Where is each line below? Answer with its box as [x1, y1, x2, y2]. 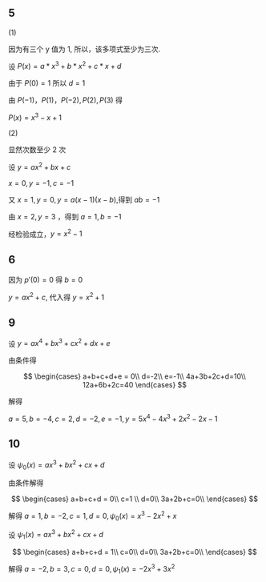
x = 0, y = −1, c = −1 [8, 178, 75, 187]
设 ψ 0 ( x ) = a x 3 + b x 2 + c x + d [8, 458, 105, 472]
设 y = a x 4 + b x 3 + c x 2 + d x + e [8, 337, 111, 348]
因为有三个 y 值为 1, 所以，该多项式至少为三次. [8, 44, 161, 54]
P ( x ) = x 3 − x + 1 [8, 111, 62, 122]
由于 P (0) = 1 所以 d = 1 [8, 78, 86, 88]
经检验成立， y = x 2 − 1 [8, 227, 83, 239]
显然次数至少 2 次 [8, 145, 66, 155]
